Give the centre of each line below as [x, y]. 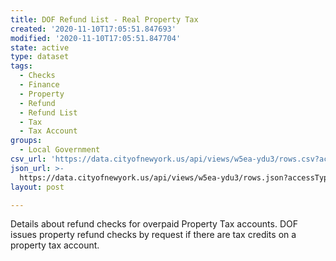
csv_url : [28, 159]
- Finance [39, 85]
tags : [21, 66]
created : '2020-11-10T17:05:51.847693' [93, 29]
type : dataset [40, 57]
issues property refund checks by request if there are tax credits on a [153, 235]
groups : [26, 141]
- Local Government [60, 150]
